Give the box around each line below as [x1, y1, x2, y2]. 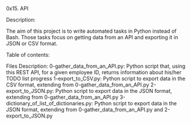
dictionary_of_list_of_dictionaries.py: [6, 100, 94, 107]
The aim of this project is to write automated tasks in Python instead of [6, 27, 177, 34]
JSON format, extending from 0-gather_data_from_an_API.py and [6, 106, 163, 113]
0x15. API [6, 5, 29, 12]
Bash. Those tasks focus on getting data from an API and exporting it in [6, 34, 179, 40]
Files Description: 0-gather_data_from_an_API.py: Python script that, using [6, 62, 186, 70]
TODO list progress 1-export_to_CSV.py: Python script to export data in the [6, 75, 186, 82]
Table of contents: [6, 51, 50, 58]
